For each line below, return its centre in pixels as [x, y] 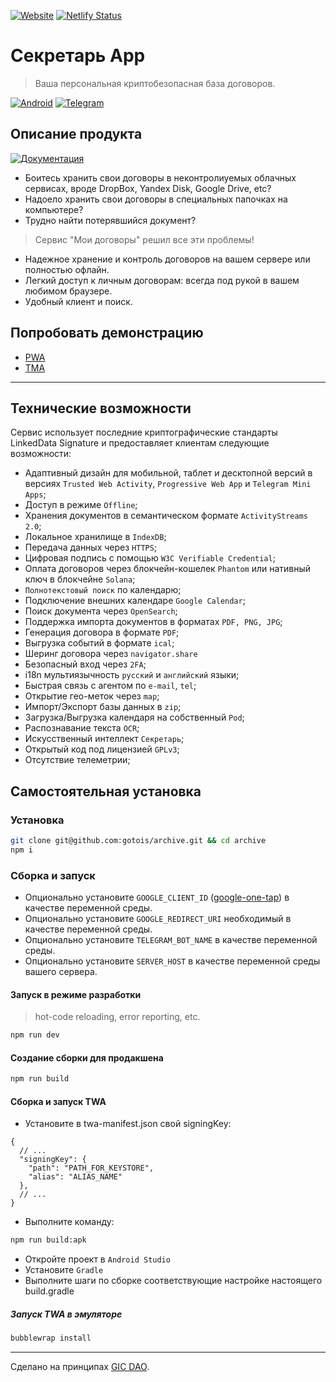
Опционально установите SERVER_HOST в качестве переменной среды [172, 961]
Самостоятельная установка [106, 791]
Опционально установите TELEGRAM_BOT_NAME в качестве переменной [171, 940]
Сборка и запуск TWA [58, 1101]
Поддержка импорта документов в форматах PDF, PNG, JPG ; [153, 622]
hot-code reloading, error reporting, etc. [117, 1017]
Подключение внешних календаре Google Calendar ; [135, 601]
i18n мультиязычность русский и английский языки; [132, 675]
